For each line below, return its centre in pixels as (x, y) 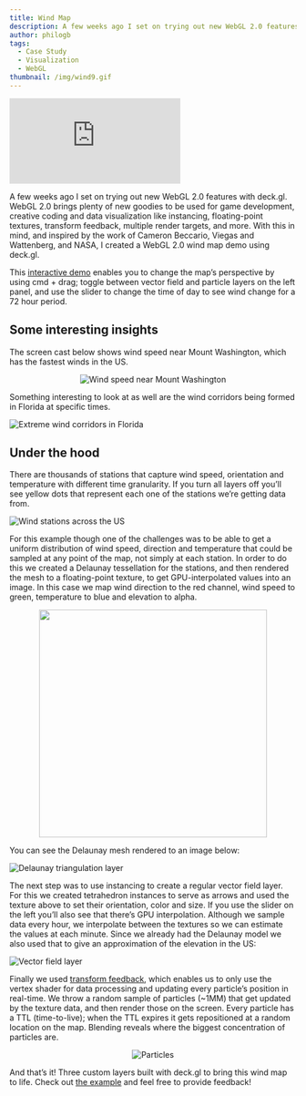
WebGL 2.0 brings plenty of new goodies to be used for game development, (152, 206)
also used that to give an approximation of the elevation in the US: (133, 944)
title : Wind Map (40, 18)
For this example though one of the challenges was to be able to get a (140, 539)
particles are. (34, 1037)
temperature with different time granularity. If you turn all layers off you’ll (146, 485)
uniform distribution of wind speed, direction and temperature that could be (151, 548)
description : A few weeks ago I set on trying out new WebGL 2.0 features (154, 26)
